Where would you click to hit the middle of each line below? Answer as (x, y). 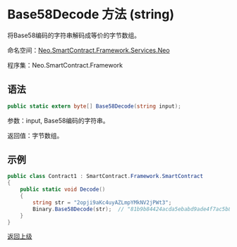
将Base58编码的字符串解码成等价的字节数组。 (74, 35)
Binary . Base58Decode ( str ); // (79, 209)
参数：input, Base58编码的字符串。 (58, 120)
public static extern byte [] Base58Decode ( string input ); (94, 106)
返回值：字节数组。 (35, 135)
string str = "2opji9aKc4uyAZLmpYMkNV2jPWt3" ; (102, 202)
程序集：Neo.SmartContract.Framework (65, 65)
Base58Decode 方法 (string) (91, 14)
